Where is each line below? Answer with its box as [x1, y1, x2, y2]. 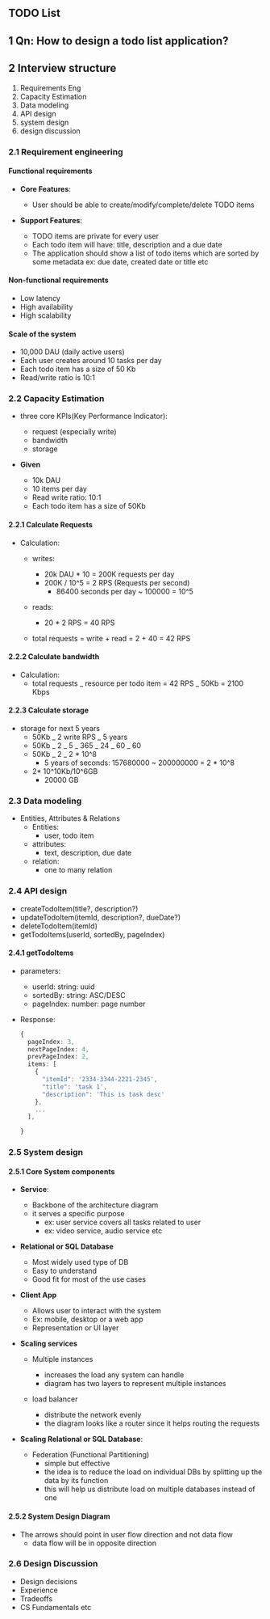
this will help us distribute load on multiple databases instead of [44, 1484, 255, 1494]
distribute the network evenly [44, 1410, 142, 1420]
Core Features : [19, 184, 71, 193]
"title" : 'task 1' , [41, 1083, 107, 1091]
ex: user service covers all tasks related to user [44, 1217, 201, 1228]
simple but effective [44, 1459, 110, 1469]
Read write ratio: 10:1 [31, 492, 102, 502]
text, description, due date [44, 848, 132, 858]
